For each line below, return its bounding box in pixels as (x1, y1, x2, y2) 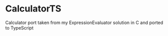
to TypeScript (5, 24, 34, 30)
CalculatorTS (5, 3, 62, 14)
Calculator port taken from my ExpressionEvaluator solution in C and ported (5, 19, 163, 25)
